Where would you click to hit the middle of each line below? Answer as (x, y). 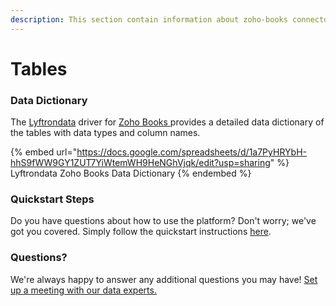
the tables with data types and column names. (105, 133)
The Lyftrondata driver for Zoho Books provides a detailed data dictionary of (167, 122)
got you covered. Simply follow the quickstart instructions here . (141, 232)
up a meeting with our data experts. (83, 290)
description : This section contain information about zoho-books (149, 19)
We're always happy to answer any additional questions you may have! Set (164, 279)
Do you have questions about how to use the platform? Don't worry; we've (163, 221)
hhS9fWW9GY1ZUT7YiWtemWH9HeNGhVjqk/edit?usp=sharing (140, 163)
